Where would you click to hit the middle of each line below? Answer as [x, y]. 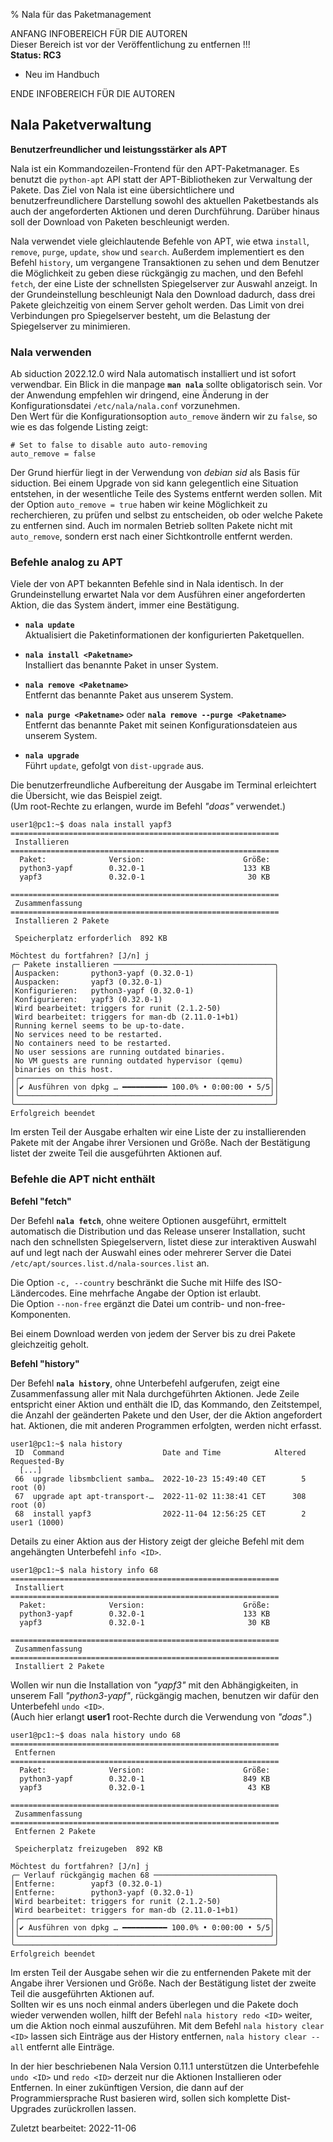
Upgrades [31, 2108]
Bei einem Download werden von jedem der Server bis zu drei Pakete [153, 1333]
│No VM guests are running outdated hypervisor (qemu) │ [145, 1061]
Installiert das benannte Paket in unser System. [121, 665]
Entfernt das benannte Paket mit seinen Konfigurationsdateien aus [161, 725]
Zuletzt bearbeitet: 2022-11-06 [73, 2128]
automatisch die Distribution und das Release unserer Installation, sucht [158, 1231]
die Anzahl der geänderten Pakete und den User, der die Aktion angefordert [166, 1415]
